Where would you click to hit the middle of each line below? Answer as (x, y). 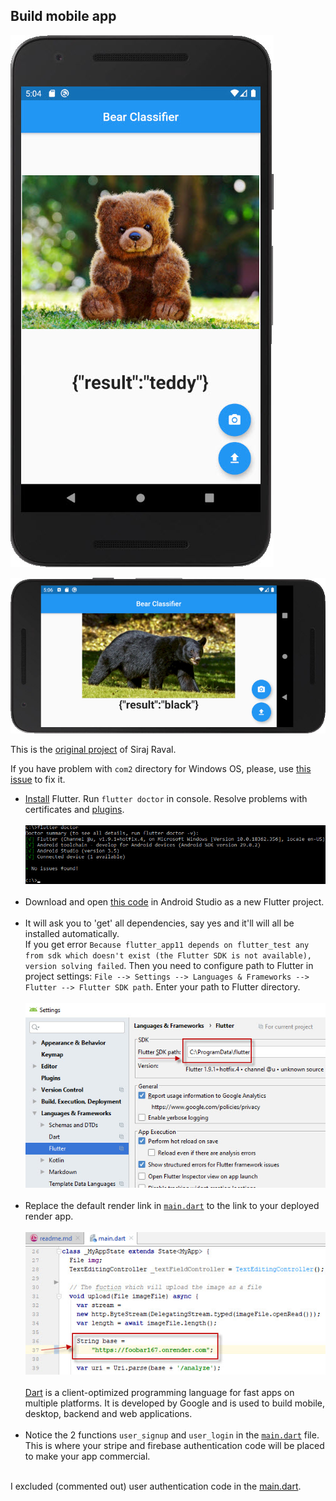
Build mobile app (63, 16)
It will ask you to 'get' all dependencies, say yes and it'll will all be (159, 923)
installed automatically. (72, 934)
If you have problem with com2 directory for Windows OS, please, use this (161, 769)
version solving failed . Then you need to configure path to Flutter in (169, 966)
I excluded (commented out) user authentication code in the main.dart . (156, 1486)
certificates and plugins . (74, 810)
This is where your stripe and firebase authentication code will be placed (174, 1446)
